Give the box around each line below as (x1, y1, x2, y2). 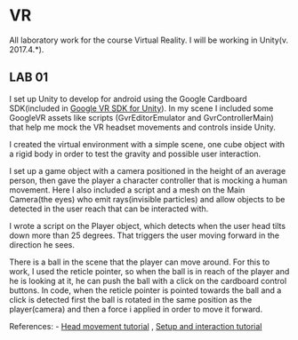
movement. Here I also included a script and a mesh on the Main (9, 184, 246, 195)
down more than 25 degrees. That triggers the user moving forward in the (9, 230, 280, 241)
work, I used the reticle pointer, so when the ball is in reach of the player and (9, 265, 290, 276)
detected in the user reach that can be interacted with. (9, 203, 209, 214)
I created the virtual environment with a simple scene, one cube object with (9, 138, 286, 149)
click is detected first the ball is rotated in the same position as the (9, 294, 253, 304)
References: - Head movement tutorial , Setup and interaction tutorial (9, 320, 262, 331)
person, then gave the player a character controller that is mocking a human (9, 175, 287, 186)
